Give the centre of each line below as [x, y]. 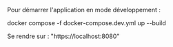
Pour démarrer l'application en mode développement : [84, 10]
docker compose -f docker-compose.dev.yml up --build [87, 23]
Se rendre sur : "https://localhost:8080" [63, 36]
